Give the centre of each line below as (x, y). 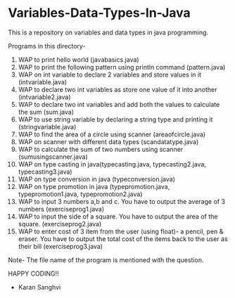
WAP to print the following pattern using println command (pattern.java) (122, 67)
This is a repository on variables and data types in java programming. (108, 32)
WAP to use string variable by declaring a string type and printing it (115, 119)
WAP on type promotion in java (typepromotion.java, (94, 186)
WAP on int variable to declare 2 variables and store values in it (110, 74)
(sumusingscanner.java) (53, 157)
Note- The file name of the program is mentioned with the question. (106, 260)
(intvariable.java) (43, 82)
